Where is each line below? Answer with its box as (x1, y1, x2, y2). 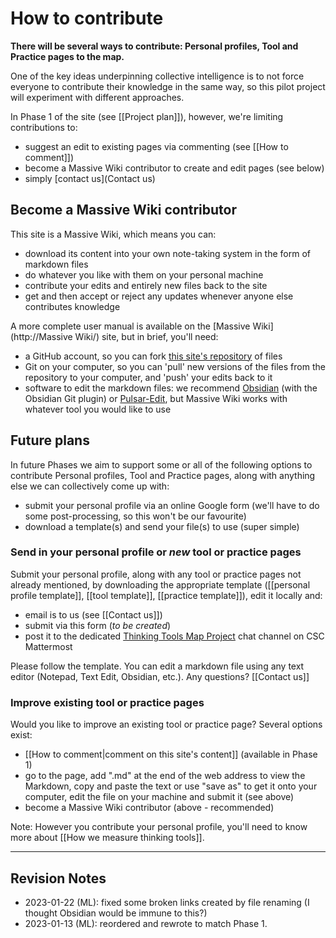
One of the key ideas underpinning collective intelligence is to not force (10, 70, 305, 82)
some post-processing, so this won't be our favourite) (24, 510, 247, 522)
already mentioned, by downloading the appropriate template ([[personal (10, 578, 311, 591)
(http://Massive (10, 330, 73, 342)
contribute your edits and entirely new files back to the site (24, 279, 268, 291)
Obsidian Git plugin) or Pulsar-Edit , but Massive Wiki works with (24, 392, 288, 404)
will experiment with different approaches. (10, 91, 185, 103)
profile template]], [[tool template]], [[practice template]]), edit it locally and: (10, 589, 323, 601)
